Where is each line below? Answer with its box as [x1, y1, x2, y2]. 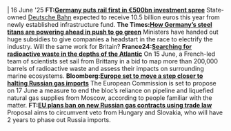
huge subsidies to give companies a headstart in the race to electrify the [7, 35, 213, 43]
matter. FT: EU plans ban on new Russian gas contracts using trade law [7, 101, 212, 109]
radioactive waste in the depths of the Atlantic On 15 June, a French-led [7, 50, 216, 58]
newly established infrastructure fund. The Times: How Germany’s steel [7, 21, 212, 28]
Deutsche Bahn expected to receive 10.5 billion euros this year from [28, 13, 220, 21]
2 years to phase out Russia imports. [7, 116, 112, 123]
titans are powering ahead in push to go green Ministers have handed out [7, 28, 219, 36]
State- [206, 6, 224, 14]
